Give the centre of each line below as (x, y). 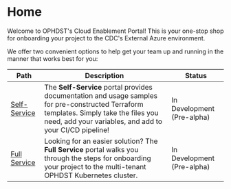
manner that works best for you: (53, 58)
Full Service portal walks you (91, 149)
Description (104, 75)
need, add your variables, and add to (103, 121)
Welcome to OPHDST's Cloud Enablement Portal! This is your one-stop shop (115, 31)
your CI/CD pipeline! (77, 129)
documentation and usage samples (101, 95)
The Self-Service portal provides (98, 87)
